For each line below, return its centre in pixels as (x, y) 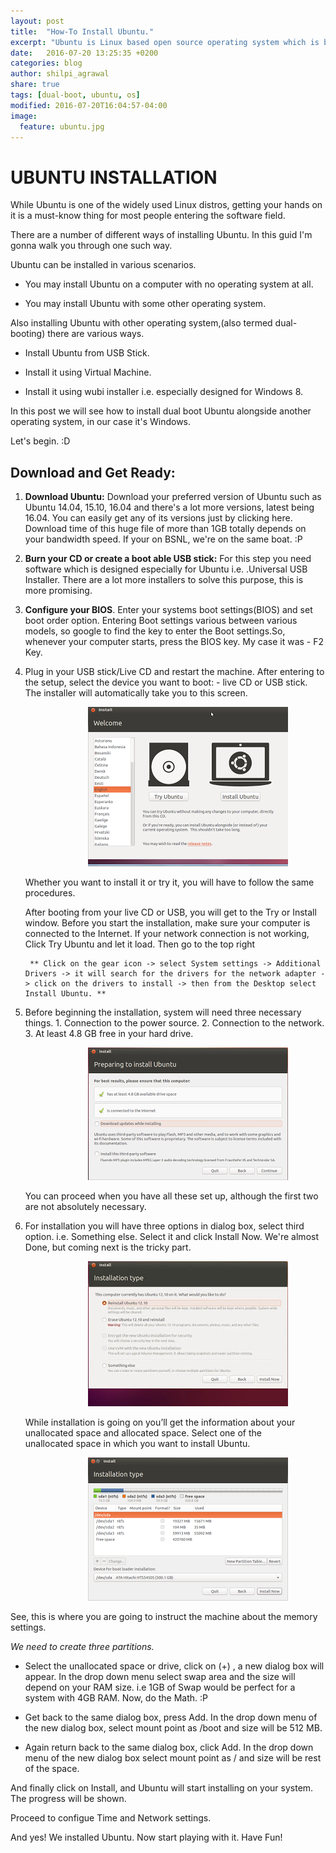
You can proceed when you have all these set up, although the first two (171, 1196)
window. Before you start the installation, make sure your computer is (167, 923)
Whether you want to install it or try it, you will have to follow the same (169, 882)
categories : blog (46, 63)
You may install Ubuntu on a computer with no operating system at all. (169, 284)
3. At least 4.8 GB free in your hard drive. (109, 1034)
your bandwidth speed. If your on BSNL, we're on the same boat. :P (163, 539)
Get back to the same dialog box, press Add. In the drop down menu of (171, 1717)
